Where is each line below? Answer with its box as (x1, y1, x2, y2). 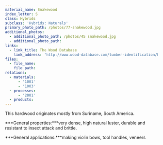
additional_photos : (5, 30, 45, 34)
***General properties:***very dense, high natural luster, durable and (5, 120, 146, 126)
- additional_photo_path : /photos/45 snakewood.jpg (9, 34, 116, 39)
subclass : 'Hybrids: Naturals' (5, 20, 68, 26)
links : (5, 43, 18, 48)
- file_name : (9, 61, 36, 66)
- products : (9, 97, 34, 102)
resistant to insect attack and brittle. (5, 125, 77, 131)
